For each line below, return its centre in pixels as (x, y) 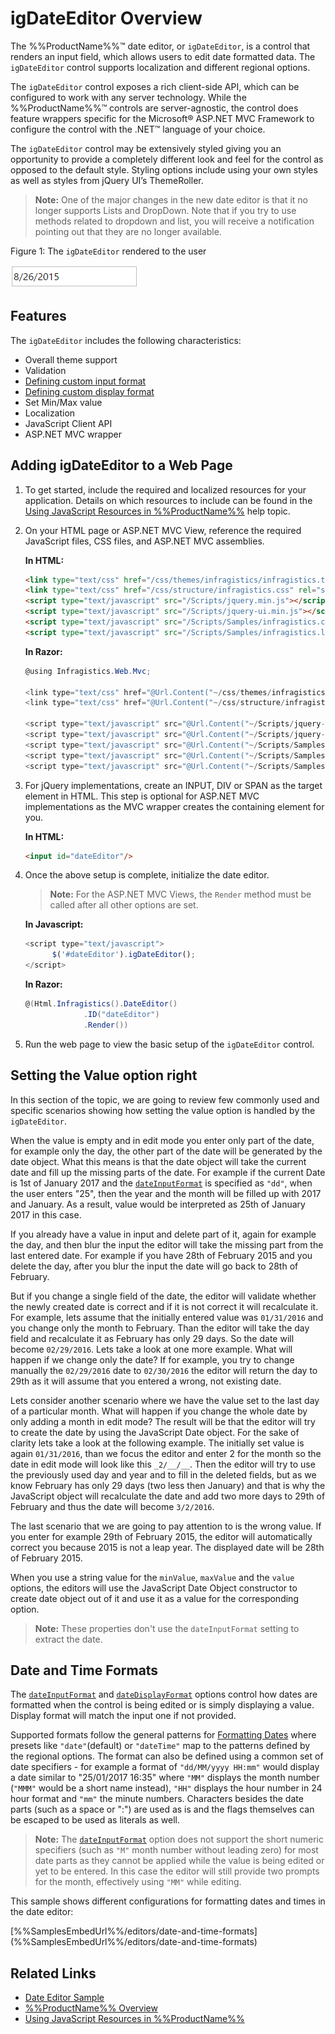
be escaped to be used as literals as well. (95, 1820)
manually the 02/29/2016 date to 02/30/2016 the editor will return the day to (164, 1370)
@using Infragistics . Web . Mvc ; (88, 671)
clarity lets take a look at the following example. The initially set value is (157, 1443)
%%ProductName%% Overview (91, 2008)
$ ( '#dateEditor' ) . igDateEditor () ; (123, 955)
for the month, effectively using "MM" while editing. (138, 1882)
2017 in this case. (46, 1214)
